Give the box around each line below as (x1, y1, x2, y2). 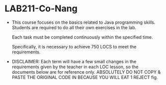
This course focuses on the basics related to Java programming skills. (11, 19, 156, 25)
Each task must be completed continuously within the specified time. (11, 34, 153, 40)
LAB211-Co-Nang (4, 3, 78, 14)
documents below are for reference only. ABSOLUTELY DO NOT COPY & (11, 69, 161, 75)
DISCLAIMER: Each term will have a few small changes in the (11, 58, 137, 64)
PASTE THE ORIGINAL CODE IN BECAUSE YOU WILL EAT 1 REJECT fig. (11, 74, 158, 80)
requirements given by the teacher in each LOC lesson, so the (11, 64, 139, 70)
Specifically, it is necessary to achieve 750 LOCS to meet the (11, 43, 137, 49)
